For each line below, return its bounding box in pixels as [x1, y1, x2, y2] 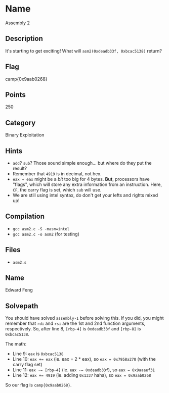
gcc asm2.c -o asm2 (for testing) [12, 231, 80, 237]
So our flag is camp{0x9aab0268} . [5, 382, 72, 388]
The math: [5, 341, 27, 347]
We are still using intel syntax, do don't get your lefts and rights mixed [12, 192, 158, 198]
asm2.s [12, 260, 27, 265]
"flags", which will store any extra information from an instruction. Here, [12, 181, 162, 187]
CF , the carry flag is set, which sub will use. [12, 187, 102, 192]
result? [12, 165, 27, 171]
